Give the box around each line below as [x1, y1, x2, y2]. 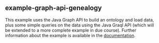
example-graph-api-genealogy [5, 4, 102, 12]
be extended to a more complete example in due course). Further [5, 27, 136, 33]
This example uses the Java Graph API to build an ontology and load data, [5, 17, 154, 22]
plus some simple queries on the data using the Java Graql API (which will [5, 22, 154, 28]
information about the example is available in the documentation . [5, 32, 136, 38]
